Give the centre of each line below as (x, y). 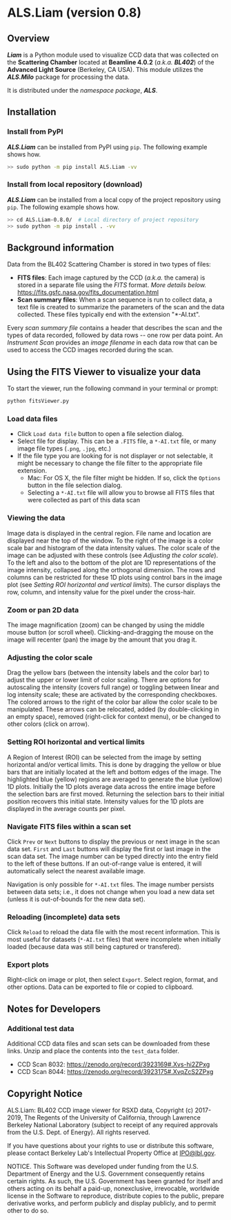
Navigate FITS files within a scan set (69, 826)
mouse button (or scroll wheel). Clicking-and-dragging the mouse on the (110, 632)
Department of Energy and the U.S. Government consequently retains (106, 1174)
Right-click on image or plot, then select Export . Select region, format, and (113, 980)
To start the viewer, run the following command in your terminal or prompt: (113, 388)
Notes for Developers (54, 1009)
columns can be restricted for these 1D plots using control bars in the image (115, 577)
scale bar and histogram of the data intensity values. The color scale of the (114, 547)
